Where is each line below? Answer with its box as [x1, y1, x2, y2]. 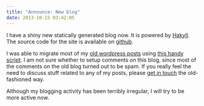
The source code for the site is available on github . [6, 38, 134, 45]
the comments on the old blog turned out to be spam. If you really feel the [6, 62, 192, 70]
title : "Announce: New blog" [6, 9, 80, 15]
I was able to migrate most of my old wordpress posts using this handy [6, 49, 184, 57]
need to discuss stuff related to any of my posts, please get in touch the [6, 69, 187, 76]
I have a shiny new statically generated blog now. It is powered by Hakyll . [6, 31, 190, 38]
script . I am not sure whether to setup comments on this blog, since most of [6, 56, 197, 63]
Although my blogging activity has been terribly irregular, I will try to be [6, 87, 185, 94]
